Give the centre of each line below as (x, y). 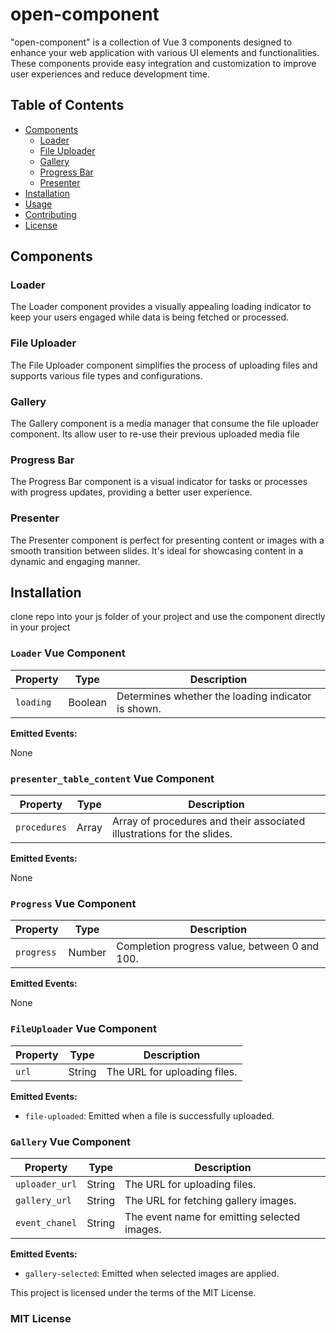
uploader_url (46, 1184)
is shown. (139, 708)
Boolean (88, 702)
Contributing (50, 214)
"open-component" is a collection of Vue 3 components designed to (151, 42)
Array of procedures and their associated (208, 821)
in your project (40, 627)
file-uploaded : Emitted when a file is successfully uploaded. (149, 1115)
